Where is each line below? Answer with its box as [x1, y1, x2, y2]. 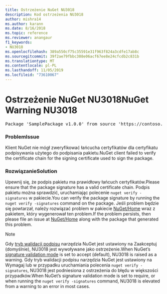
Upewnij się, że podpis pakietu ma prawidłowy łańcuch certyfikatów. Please [5, 179, 160, 185]
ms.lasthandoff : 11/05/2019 [5, 68, 64, 73]
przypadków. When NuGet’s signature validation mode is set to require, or [5, 273, 156, 279]
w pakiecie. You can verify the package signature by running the [28, 195, 160, 201]
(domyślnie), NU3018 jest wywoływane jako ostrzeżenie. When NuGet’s [5, 246, 151, 252]
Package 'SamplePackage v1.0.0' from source [5, 121, 116, 126]
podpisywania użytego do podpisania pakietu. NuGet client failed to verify [5, 150, 156, 156]
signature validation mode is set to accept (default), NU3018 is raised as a [5, 251, 157, 257]
